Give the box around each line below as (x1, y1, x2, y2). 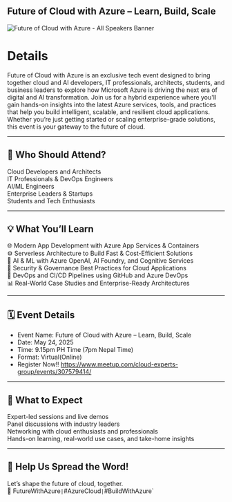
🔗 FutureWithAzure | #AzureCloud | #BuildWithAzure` (7, 487, 154, 495)
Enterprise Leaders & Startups (7, 189, 93, 198)
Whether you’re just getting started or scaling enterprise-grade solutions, (7, 115, 215, 123)
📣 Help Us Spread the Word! (7, 461, 129, 473)
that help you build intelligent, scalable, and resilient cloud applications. (7, 107, 211, 116)
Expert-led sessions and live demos (7, 413, 109, 420)
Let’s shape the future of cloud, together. (7, 479, 124, 487)
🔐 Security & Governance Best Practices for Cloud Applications (7, 264, 186, 272)
